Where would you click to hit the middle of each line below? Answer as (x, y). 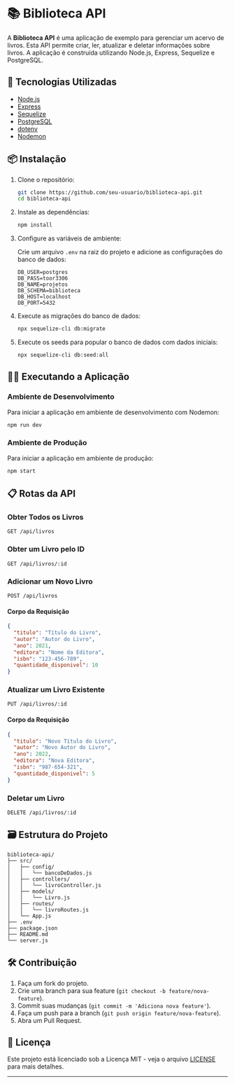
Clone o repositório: (46, 179)
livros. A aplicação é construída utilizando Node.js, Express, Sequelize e (111, 53)
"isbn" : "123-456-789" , (48, 659)
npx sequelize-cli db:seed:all (63, 355)
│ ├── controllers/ (39, 879)
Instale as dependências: (53, 212)
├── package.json (33, 928)
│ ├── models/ (31, 891)
